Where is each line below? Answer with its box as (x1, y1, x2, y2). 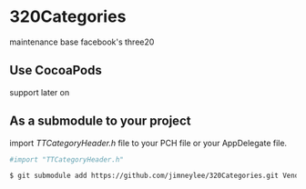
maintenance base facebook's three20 (9, 36, 155, 47)
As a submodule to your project (9, 114, 191, 129)
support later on (9, 86, 70, 97)
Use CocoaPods (9, 63, 102, 78)
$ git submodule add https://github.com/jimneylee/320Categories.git (9, 171, 280, 181)
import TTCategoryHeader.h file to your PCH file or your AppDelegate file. (9, 137, 288, 148)
